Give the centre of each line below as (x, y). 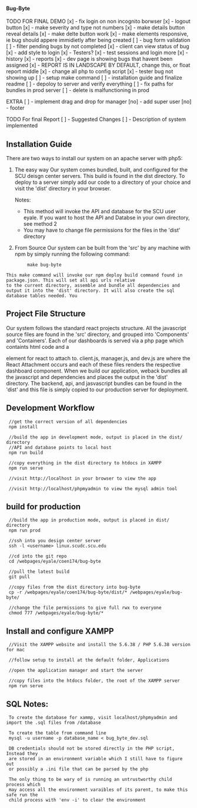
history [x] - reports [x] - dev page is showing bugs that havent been (89, 59)
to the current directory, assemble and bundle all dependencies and (93, 286)
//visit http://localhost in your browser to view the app (83, 478)
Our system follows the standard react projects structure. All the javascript (96, 328)
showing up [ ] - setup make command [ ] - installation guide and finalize (94, 78)
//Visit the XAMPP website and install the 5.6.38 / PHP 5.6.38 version (100, 645)
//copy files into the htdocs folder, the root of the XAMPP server (94, 681)
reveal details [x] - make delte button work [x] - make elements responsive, (97, 34)
